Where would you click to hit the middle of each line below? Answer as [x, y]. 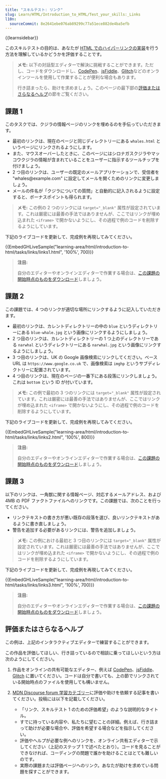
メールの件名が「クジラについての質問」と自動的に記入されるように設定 [86, 191]
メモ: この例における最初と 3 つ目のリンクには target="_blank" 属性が [89, 540]
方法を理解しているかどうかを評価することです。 [55, 54]
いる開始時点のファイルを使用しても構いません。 [62, 682]
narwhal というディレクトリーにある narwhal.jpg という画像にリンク [87, 344]
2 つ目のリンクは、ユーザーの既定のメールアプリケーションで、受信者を [86, 172]
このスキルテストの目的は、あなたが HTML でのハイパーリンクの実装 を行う [82, 48]
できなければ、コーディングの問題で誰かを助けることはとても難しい [89, 753]
